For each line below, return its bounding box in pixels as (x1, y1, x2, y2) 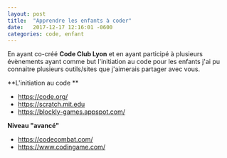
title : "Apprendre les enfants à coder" (7, 17, 132, 24)
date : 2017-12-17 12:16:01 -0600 (7, 23, 113, 31)
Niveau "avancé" (7, 122, 59, 130)
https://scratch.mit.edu (17, 100, 85, 109)
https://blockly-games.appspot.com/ (17, 107, 126, 116)
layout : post (7, 10, 46, 18)
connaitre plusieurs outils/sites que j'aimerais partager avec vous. (7, 65, 201, 73)
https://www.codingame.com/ (17, 143, 105, 152)
